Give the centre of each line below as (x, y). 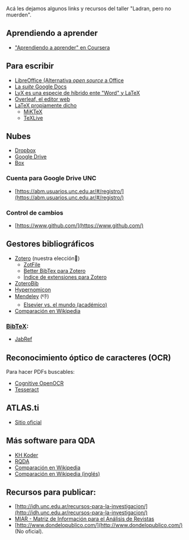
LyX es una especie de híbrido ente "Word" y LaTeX (77, 93)
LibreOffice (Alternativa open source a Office (69, 80)
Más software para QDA (51, 441)
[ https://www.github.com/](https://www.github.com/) (79, 226)
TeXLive (33, 118)
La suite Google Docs (41, 86)
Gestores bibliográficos (50, 244)
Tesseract (27, 389)
